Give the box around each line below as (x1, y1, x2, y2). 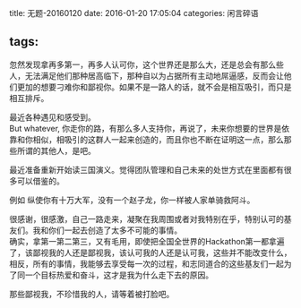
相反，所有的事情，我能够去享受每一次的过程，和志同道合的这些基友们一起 (9, 258, 284, 269)
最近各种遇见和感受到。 (9, 111, 96, 123)
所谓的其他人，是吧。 (16, 145, 96, 156)
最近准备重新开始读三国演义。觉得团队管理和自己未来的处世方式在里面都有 (9, 164, 284, 175)
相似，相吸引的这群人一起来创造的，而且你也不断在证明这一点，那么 (32, 133, 284, 145)
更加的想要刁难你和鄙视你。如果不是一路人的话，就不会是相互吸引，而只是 (16, 81, 292, 92)
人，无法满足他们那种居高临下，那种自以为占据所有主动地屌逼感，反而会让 (9, 70, 284, 81)
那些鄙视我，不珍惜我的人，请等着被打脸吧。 (9, 288, 175, 299)
